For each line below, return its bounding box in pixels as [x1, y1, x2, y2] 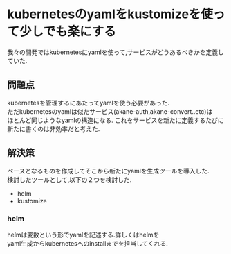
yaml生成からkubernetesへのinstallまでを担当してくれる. [7, 239, 168, 247]
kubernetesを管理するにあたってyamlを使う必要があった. [7, 99, 170, 107]
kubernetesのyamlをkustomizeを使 [7, 6, 213, 22]
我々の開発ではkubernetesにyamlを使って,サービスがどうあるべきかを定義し [7, 48, 225, 56]
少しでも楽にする [19, 24, 116, 40]
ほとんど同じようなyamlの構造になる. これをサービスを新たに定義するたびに [7, 116, 224, 124]
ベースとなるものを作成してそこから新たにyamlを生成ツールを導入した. [7, 167, 210, 175]
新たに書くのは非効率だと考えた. [7, 124, 100, 133]
